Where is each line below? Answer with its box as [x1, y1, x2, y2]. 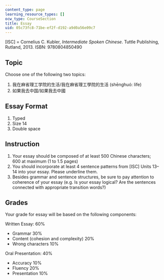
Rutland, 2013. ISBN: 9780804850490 [5, 44, 82, 50]
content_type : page [5, 7, 45, 12]
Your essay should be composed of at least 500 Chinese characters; [12, 153, 151, 159]
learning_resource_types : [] [5, 12, 65, 17]
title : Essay [5, 21, 32, 26]
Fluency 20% [12, 265, 39, 271]
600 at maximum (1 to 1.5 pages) [12, 158, 79, 164]
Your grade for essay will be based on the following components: [5, 212, 137, 218]
